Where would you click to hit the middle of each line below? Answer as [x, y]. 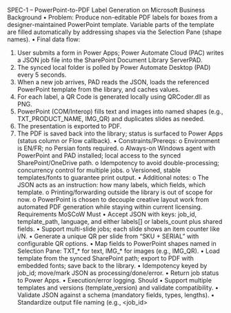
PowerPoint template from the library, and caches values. [99, 89]
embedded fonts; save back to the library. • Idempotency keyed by [112, 266]
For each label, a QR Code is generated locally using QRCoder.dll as [113, 97]
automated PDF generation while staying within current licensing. [110, 207]
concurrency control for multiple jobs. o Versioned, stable [99, 170]
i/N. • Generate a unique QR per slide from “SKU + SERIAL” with [108, 236]
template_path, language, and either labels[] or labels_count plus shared [120, 221]
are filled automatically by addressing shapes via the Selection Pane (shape [114, 32]
